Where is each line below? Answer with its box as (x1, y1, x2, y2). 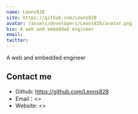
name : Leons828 (6, 9, 45, 15)
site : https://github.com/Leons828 (6, 15, 97, 21)
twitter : (6, 37, 29, 43)
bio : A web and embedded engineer (6, 26, 95, 32)
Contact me (6, 71, 52, 82)
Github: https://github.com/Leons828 (15, 88, 109, 95)
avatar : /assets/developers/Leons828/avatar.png (6, 20, 133, 26)
